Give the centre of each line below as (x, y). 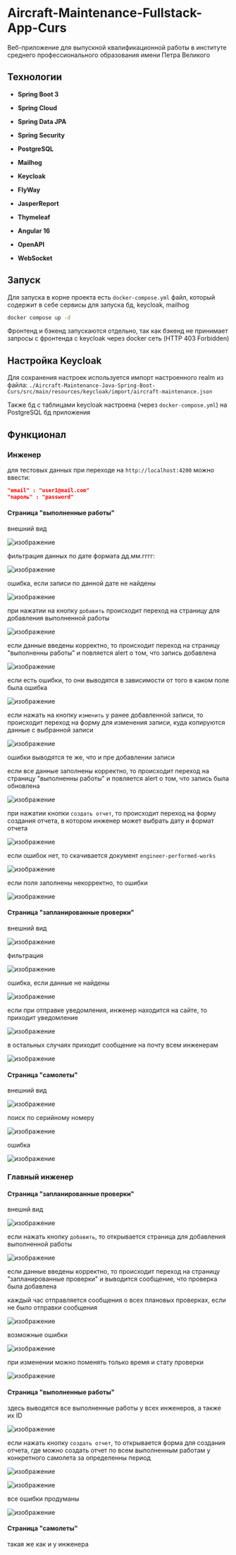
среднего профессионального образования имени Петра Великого (109, 55)
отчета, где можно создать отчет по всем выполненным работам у (109, 1450)
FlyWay (29, 190)
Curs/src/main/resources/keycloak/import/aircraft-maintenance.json (110, 392)
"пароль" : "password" (41, 497)
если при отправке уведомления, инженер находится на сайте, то (107, 1010)
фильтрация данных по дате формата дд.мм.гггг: (81, 555)
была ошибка (27, 687)
